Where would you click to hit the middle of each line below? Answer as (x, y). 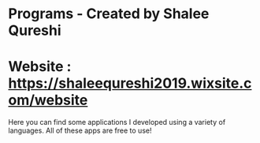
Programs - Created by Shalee (109, 14)
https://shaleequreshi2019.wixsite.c (130, 83)
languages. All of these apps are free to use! (80, 130)
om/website (48, 100)
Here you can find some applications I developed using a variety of (117, 122)
